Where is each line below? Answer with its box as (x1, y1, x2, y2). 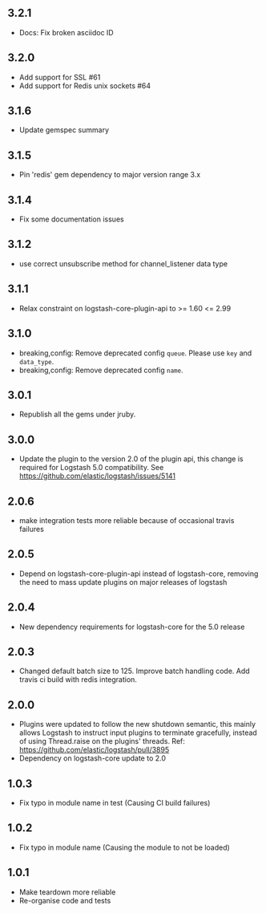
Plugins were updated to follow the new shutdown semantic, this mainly (18, 720, 256, 729)
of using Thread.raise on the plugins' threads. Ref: (18, 736, 186, 746)
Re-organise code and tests (18, 895, 111, 905)
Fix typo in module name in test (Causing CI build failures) (18, 798, 211, 807)
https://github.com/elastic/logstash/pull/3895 (18, 745, 170, 755)
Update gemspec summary (18, 125, 110, 135)
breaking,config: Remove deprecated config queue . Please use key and (18, 348, 252, 358)
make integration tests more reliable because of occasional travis (18, 515, 235, 525)
